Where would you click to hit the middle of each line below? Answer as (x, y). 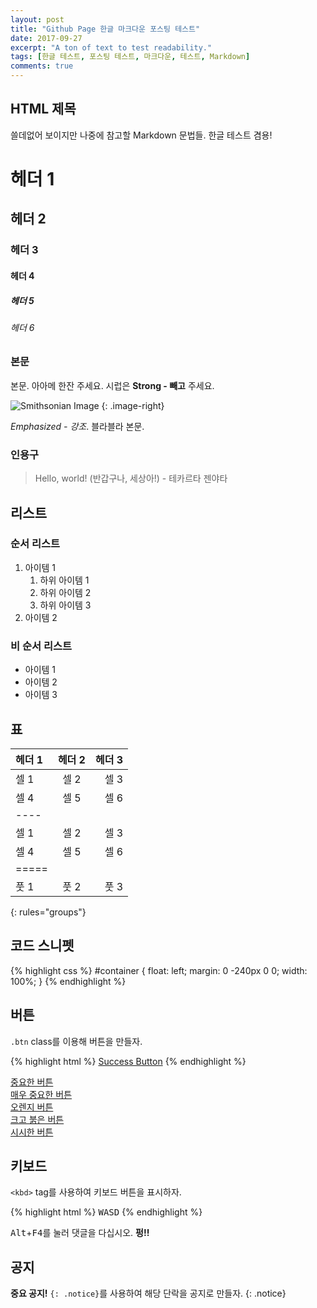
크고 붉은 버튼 (37, 1119)
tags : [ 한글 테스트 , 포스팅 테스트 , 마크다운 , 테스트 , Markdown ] (130, 57)
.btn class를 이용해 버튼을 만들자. (76, 1041)
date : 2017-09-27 (46, 38)
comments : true (42, 66)
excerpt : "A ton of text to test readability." (111, 47)
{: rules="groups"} (48, 912)
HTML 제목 (43, 109)
